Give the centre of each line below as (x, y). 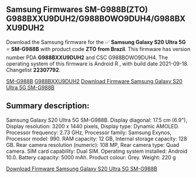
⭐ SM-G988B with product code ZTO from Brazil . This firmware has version (98, 49)
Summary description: (48, 106)
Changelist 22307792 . (33, 70)
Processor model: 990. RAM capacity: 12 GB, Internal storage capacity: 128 (97, 138)
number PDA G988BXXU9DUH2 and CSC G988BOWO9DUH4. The (87, 57)
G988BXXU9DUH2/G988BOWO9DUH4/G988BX (96, 19)
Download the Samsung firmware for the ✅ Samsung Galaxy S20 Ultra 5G (96, 42)
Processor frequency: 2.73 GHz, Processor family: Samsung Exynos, (89, 132)
